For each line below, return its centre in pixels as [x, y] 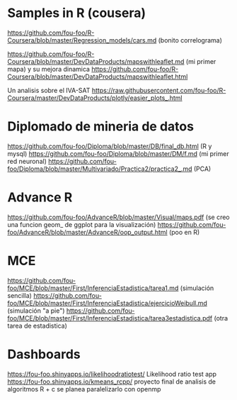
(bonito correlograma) [190, 40]
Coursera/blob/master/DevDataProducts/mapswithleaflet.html [98, 77]
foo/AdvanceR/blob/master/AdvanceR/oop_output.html [87, 232]
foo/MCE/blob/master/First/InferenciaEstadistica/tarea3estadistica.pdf [110, 318]
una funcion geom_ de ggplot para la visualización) [82, 224]
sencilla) [19, 295]
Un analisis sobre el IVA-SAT [49, 90]
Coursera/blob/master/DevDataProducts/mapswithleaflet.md [96, 61]
